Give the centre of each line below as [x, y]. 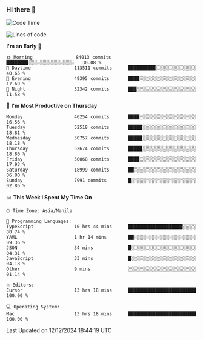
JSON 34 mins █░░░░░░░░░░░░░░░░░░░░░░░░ [101, 248]
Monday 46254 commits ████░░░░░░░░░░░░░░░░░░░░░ [101, 117]
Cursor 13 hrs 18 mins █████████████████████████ [101, 290]
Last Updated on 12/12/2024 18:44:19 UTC [59, 330]
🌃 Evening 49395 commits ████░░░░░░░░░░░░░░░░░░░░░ [101, 79]
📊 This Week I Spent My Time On [49, 198]
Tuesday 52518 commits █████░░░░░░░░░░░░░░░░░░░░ [101, 128]
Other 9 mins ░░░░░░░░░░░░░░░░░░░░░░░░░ [101, 269]
